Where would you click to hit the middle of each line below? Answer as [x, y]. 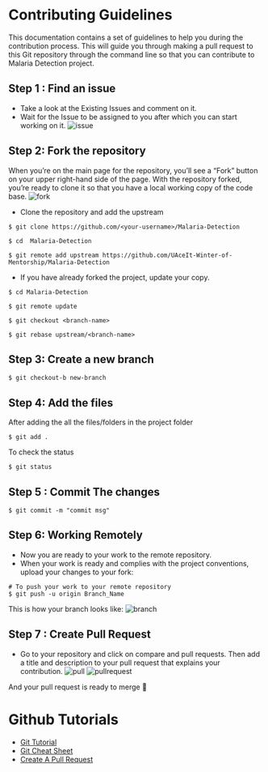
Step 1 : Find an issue [62, 89]
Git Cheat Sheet [46, 750]
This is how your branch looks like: [66, 608]
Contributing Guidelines [90, 15]
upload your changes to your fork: [77, 572]
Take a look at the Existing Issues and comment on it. [109, 108]
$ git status [30, 467]
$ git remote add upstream [54, 255]
